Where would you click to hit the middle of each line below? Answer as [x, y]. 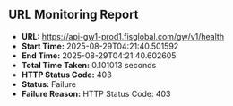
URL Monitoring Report [74, 15]
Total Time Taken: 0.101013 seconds [89, 65]
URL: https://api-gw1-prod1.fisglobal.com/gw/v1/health [123, 36]
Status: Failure [49, 84]
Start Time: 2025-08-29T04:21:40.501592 [100, 46]
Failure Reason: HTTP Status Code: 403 [96, 93]
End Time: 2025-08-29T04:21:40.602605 [99, 55]
